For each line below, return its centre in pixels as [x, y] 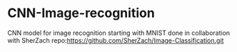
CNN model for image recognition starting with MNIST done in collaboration [119, 33]
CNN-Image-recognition [81, 13]
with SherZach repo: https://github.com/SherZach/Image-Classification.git [116, 40]
